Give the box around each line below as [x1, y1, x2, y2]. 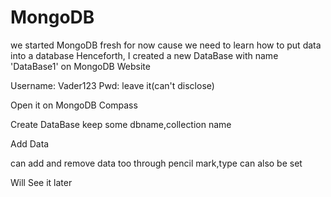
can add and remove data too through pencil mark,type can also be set [10, 157, 303, 169]
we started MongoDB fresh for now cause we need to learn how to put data [10, 39, 322, 51]
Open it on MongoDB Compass [10, 99, 138, 111]
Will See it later [10, 176, 73, 188]
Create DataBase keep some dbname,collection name [10, 118, 232, 130]
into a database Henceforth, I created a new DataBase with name [10, 49, 279, 61]
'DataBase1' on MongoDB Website [10, 60, 151, 72]
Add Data [10, 137, 50, 150]
